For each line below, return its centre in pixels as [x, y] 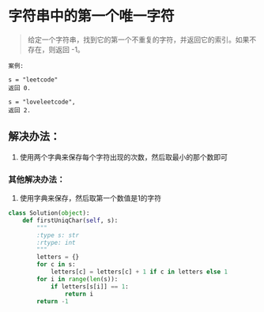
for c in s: [57, 265]
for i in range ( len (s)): [77, 279]
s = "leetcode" [33, 80]
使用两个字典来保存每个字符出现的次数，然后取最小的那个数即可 [123, 157]
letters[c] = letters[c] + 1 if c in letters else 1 [139, 272]
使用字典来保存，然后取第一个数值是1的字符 [91, 198]
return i [79, 294]
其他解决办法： [37, 179]
